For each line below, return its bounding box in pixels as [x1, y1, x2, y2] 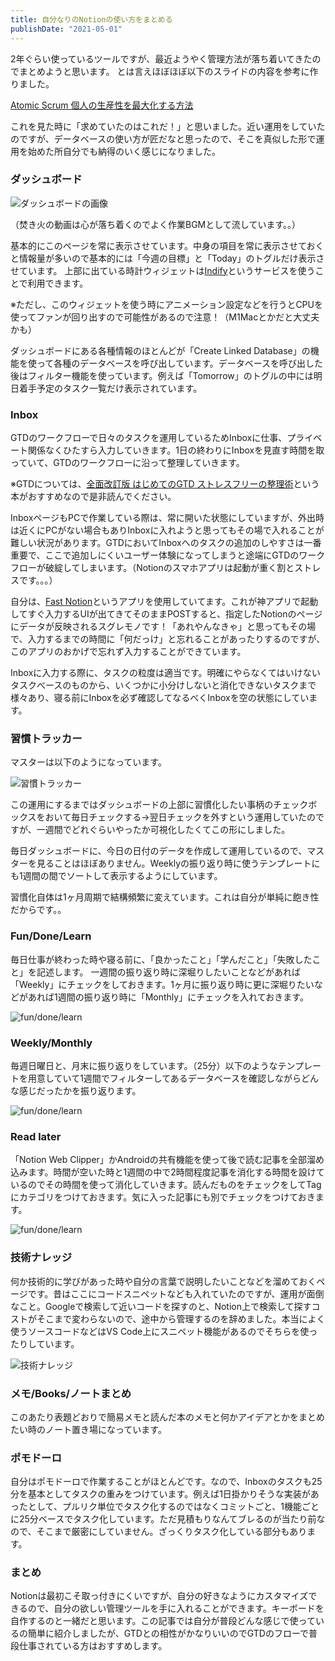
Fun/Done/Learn [10, 929, 92, 943]
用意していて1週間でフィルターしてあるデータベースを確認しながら [27, 1072, 302, 1084]
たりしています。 [10, 1337, 80, 1350]
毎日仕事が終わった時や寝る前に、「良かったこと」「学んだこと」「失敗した [10, 953, 313, 965]
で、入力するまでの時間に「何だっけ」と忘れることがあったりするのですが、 [10, 633, 326, 645]
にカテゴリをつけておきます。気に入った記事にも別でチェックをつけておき [10, 1191, 316, 1203]
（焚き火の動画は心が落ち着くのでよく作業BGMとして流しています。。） [10, 218, 302, 230]
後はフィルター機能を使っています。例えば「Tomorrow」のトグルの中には [10, 369, 314, 381]
